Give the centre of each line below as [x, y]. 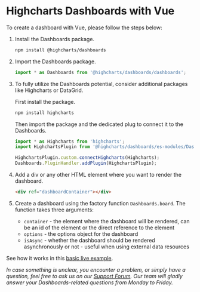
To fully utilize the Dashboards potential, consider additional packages [101, 84]
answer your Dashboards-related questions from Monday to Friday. [90, 282]
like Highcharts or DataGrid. [49, 90]
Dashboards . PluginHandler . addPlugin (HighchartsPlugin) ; [86, 163]
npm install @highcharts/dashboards [60, 50]
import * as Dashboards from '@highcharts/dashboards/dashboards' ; [101, 72]
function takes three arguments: [54, 210]
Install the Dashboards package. [54, 39]
